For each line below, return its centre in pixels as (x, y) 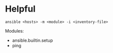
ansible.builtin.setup (32, 40)
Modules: (14, 31)
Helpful (20, 9)
